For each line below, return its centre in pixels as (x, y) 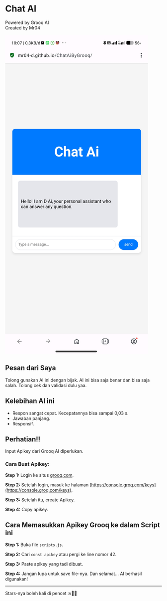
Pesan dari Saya (31, 368)
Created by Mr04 (23, 27)
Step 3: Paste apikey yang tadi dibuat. (44, 564)
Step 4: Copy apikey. (27, 509)
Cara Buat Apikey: (27, 464)
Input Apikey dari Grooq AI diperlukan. (44, 451)
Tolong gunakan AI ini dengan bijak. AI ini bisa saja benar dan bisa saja (78, 380)
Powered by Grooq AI (27, 22)
